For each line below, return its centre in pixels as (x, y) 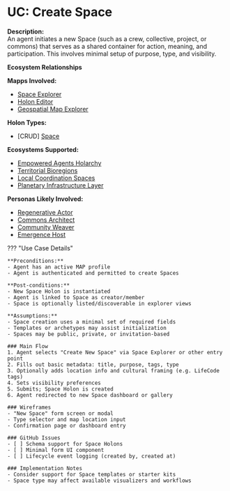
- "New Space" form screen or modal (60, 413)
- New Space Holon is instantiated (59, 291)
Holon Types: (27, 122)
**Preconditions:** (36, 261)
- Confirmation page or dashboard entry (67, 425)
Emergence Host (41, 234)
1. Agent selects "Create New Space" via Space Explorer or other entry (115, 352)
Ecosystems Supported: (43, 149)
